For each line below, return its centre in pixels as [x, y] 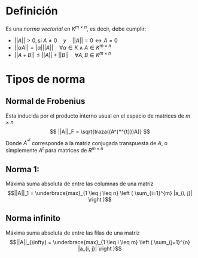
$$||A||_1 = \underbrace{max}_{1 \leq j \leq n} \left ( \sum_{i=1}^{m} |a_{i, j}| [100, 193]
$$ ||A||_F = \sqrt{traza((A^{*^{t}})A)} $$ [100, 131]
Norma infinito [33, 218]
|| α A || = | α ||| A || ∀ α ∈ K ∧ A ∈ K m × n [63, 47]
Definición [32, 11]
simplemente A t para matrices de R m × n [54, 150]
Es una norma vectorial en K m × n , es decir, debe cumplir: [76, 28]
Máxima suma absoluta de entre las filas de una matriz [73, 233]
